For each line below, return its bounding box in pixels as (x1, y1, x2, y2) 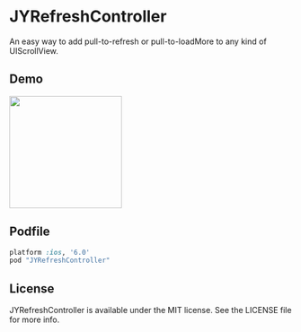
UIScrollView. (9, 45, 58, 56)
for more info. (9, 314, 60, 325)
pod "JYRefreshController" (9, 256, 111, 266)
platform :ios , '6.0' (9, 248, 91, 257)
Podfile (9, 224, 50, 240)
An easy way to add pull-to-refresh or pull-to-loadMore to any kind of (9, 36, 267, 47)
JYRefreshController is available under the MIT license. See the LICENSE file (9, 305, 292, 316)
